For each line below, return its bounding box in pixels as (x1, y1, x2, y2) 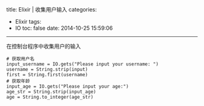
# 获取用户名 (6, 56, 35, 62)
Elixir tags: (15, 18, 41, 25)
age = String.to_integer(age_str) (6, 94, 94, 100)
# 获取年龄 (6, 78, 30, 84)
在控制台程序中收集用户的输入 (6, 42, 81, 50)
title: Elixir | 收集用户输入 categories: (6, 6, 97, 13)
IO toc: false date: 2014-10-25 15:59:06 (15, 24, 114, 31)
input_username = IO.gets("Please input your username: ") (6, 61, 159, 67)
